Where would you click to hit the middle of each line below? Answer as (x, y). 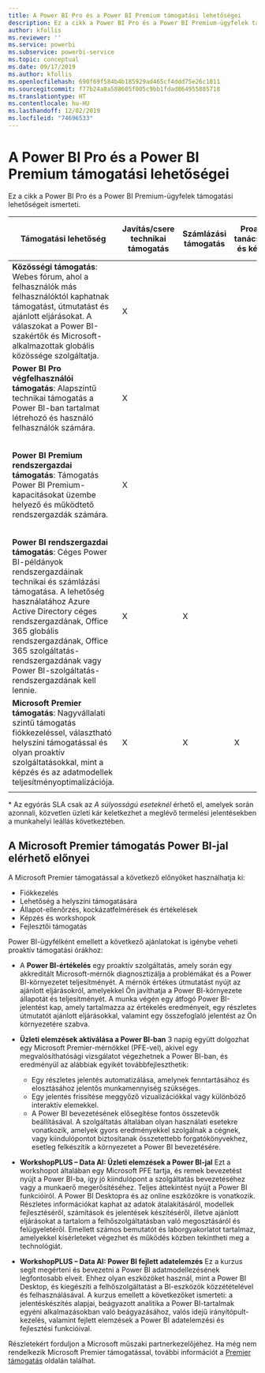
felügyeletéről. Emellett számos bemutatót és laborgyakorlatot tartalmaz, (138, 1229)
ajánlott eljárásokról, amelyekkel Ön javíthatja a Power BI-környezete (131, 990)
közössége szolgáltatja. (56, 355)
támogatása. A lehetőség (58, 591)
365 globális (35, 631)
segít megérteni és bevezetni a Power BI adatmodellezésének (119, 1270)
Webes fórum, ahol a (50, 276)
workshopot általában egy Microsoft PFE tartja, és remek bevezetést (131, 1170)
